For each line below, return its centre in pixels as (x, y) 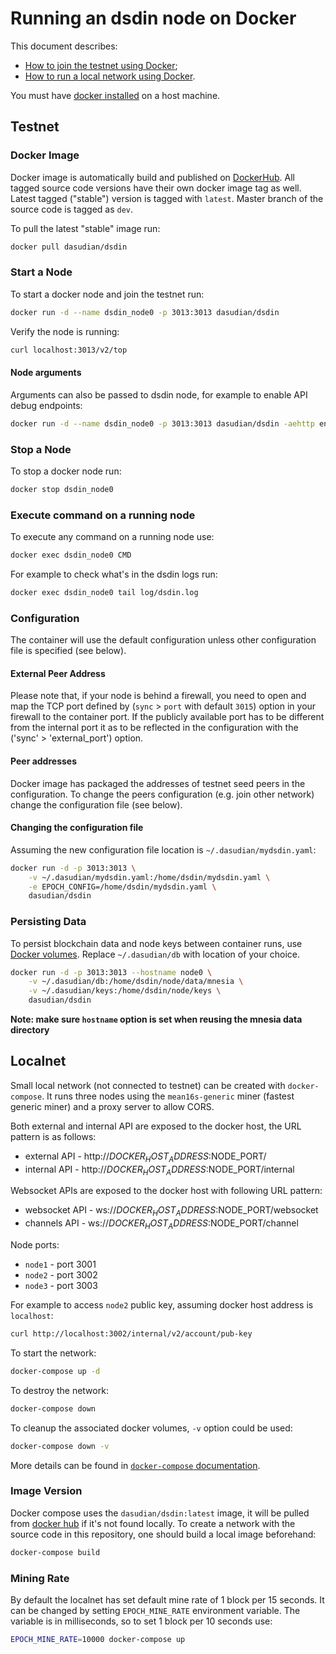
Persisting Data (48, 922)
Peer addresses (43, 761)
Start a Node (41, 272)
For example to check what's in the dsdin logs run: (114, 574)
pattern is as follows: (53, 1136)
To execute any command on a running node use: (112, 537)
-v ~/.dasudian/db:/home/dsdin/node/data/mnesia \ (136, 982)
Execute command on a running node (103, 515)
